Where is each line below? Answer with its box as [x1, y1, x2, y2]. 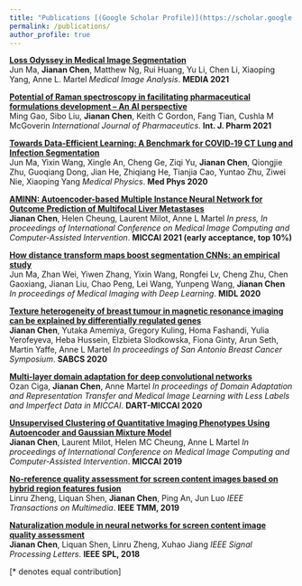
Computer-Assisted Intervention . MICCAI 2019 [9, 456, 183, 467]
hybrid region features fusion [9, 483, 122, 494]
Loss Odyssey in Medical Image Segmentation [9, 55, 187, 66]
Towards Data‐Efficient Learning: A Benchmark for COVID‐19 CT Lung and [9, 137, 294, 149]
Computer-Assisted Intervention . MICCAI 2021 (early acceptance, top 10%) [9, 232, 293, 243]
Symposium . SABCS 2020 [9, 354, 108, 364]
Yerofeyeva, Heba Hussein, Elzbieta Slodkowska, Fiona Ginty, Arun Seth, [9, 335, 279, 345]
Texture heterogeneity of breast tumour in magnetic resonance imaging [9, 306, 284, 317]
